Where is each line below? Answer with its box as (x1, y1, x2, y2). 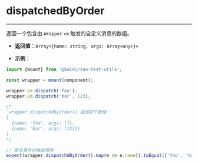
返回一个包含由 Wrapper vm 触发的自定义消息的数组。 (6, 29, 133, 36)
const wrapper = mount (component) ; (6, 77, 94, 83)
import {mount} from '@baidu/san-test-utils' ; (6, 66, 123, 72)
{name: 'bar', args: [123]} (11, 125, 81, 132)
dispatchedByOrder (6, 4, 105, 18)
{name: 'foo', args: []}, (11, 121, 75, 126)
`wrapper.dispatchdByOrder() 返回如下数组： (6, 109, 111, 115)
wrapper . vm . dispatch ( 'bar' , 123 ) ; (6, 93, 91, 99)
